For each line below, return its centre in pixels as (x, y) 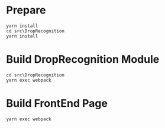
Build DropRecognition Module (83, 60)
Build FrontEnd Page (57, 104)
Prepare (26, 10)
